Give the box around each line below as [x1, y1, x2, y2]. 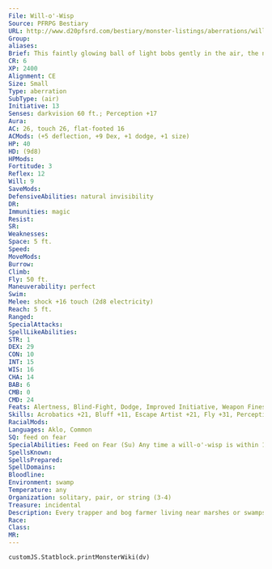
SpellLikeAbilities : [8, 328, 79, 336]
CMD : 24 [8, 396, 35, 404]
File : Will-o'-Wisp [8, 11, 74, 20]
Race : [8, 516, 27, 524]
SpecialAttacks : [8, 321, 63, 329]
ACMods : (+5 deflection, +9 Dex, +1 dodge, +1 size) [8, 132, 190, 140]
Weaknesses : [8, 230, 49, 239]
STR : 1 [8, 335, 31, 344]
